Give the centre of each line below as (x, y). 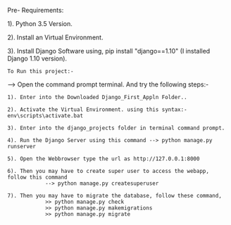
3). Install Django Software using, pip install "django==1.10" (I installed (109, 51)
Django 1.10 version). (37, 58)
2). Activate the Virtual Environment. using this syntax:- (98, 110)
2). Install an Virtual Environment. (55, 37)
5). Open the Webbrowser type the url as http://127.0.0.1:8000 (104, 159)
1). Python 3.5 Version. (40, 24)
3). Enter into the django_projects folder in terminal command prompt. (116, 128)
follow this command (38, 177)
